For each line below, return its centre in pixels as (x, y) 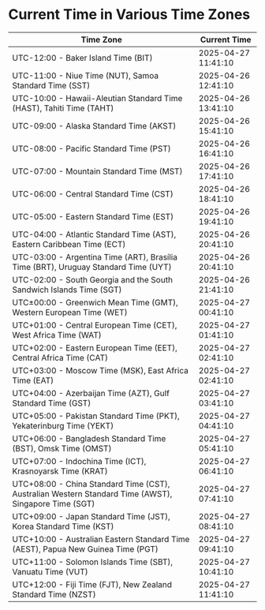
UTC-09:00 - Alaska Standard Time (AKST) (94, 125)
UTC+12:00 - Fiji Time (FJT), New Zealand (92, 584)
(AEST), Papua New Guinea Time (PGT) (86, 548)
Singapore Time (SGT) (54, 503)
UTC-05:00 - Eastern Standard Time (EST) (93, 216)
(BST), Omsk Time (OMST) (62, 448)
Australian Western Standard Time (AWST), (92, 493)
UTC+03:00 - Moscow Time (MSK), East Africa (101, 370)
